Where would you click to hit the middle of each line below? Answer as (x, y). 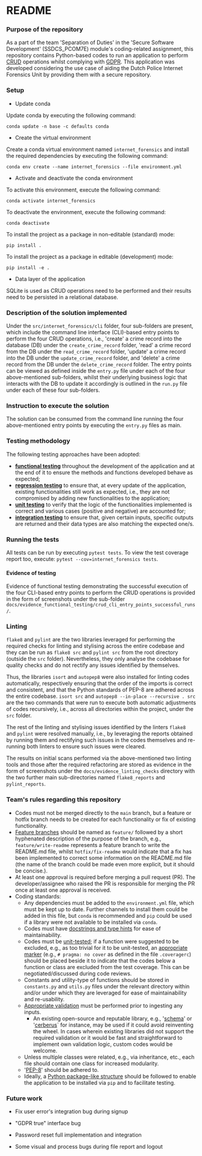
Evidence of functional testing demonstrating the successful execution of (97, 586)
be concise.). (31, 871)
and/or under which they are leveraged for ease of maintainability (105, 993)
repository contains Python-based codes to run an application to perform (97, 56)
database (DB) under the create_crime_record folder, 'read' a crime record (99, 345)
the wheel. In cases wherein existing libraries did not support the (113, 1031)
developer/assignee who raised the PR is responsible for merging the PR (105, 883)
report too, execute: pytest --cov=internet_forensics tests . (82, 559)
